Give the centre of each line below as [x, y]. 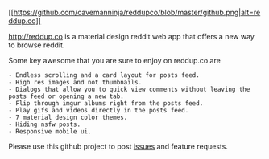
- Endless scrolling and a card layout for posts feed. [104, 75]
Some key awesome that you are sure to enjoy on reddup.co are [115, 61]
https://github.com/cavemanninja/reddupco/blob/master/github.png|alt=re [137, 12]
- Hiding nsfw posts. [45, 124]
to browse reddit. [37, 45]
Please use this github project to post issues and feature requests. [118, 146]
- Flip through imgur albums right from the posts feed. [106, 104]
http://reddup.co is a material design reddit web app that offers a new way [132, 37]
